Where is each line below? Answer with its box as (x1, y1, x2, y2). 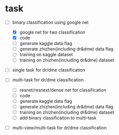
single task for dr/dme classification (12, 67, 85, 73)
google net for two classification (19, 29, 85, 35)
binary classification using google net (12, 19, 89, 25)
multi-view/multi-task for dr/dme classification (12, 125, 107, 131)
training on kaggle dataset (19, 51, 73, 57)
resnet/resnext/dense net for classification (19, 87, 106, 93)
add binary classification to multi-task (19, 115, 97, 121)
